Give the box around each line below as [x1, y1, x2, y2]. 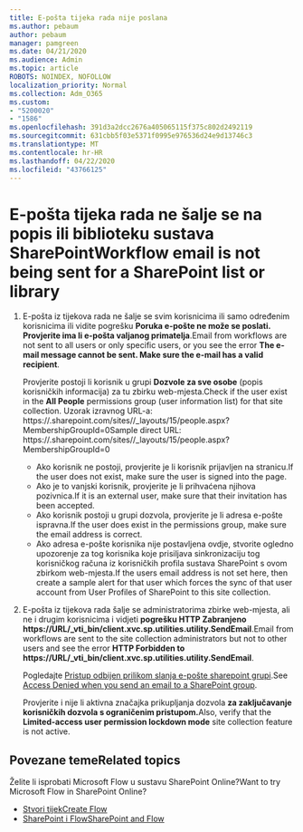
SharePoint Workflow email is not [9, 242, 260, 263]
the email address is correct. [35, 529, 143, 540]
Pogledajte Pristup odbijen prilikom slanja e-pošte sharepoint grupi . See [22, 670, 288, 681]
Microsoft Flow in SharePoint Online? [9, 786, 147, 798]
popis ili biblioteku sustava [9, 223, 214, 244]
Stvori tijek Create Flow [22, 804, 108, 815]
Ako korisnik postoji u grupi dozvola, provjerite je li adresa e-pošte [35, 509, 283, 521]
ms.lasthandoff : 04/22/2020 [9, 156, 116, 166]
